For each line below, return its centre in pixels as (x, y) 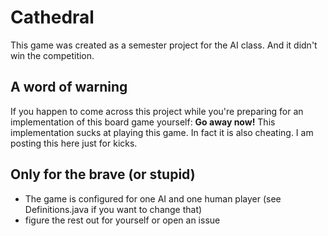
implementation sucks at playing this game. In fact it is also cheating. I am (162, 132)
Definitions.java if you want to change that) (113, 209)
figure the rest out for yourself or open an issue (122, 220)
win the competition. (52, 55)
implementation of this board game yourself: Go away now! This (143, 122)
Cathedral (52, 17)
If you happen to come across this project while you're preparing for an (157, 111)
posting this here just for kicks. (74, 143)
